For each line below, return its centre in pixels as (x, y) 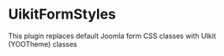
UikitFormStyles (62, 14)
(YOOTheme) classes (43, 44)
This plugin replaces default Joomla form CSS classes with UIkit (112, 36)
